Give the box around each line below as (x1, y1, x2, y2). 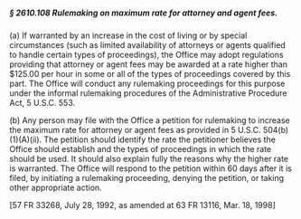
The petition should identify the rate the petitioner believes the (43, 134, 276, 145)
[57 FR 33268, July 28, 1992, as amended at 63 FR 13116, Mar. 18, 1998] (9, 199, 276, 210)
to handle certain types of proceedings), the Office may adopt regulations (9, 49, 284, 60)
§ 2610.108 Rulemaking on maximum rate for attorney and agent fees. (9, 7, 278, 18)
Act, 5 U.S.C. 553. (9, 97, 76, 108)
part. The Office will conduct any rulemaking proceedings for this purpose (9, 78, 286, 89)
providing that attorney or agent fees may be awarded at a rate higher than (9, 59, 287, 70)
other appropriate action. (9, 182, 102, 193)
